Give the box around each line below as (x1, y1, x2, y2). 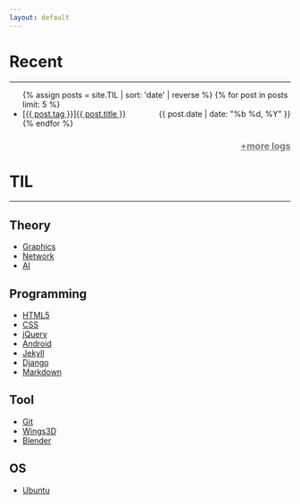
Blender (21, 434, 52, 446)
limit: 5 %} (21, 99, 61, 110)
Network (21, 251, 55, 261)
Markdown (21, 367, 62, 377)
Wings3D (21, 426, 56, 436)
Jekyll (21, 348, 45, 359)
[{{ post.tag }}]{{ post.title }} (21, 108, 127, 119)
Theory (9, 218, 52, 233)
